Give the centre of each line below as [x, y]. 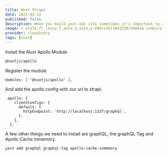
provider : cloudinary [28, 33]
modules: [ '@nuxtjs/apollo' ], [39, 80]
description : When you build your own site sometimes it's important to [82, 24]
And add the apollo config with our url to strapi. [54, 89]
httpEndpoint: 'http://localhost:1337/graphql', [75, 111]
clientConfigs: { [32, 102]
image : [12, 28]
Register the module [26, 70]
